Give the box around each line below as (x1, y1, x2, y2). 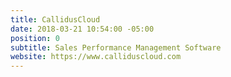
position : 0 (10, 33, 60, 43)
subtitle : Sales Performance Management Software (10, 42, 222, 53)
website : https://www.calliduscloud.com (10, 52, 182, 62)
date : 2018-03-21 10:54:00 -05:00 (10, 24, 155, 34)
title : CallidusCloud (10, 14, 101, 25)
